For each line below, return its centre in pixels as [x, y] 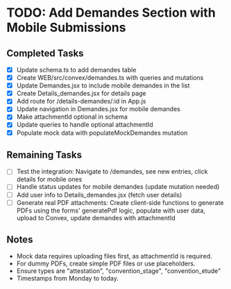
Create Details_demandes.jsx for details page [81, 93]
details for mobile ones [49, 179]
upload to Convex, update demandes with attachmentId [96, 217]
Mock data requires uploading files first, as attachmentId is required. [114, 256]
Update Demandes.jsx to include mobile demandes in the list [103, 85]
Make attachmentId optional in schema [72, 117]
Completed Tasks [45, 53]
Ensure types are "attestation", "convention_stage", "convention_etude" [119, 271]
